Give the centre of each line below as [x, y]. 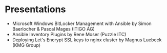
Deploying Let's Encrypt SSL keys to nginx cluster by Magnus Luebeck [87, 40]
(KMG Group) [26, 45]
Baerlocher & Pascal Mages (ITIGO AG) [54, 29]
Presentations [35, 9]
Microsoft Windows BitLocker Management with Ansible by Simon [82, 23]
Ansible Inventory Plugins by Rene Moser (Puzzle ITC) [69, 34]
